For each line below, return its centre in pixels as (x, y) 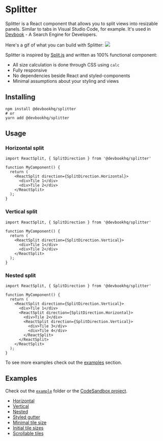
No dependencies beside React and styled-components (71, 76)
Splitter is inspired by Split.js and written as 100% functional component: (81, 55)
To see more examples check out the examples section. (64, 363)
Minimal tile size (30, 422)
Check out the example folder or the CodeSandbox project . (66, 391)
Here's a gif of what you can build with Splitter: (55, 45)
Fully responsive (30, 70)
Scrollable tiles (28, 433)
